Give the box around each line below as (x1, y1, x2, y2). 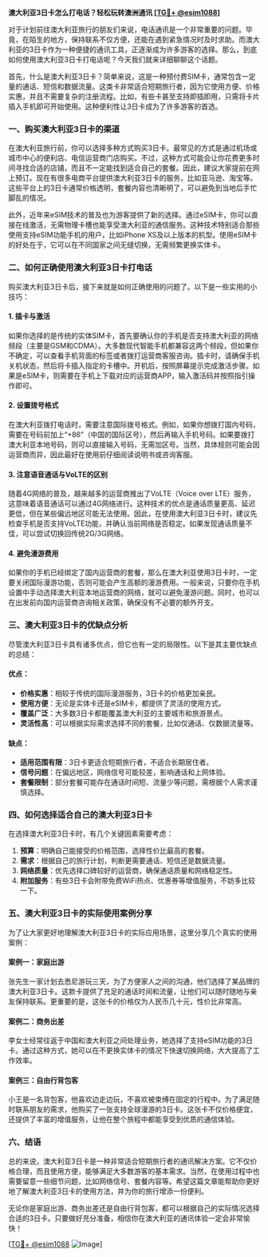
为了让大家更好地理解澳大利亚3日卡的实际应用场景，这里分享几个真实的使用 (8, 927, 258, 937)
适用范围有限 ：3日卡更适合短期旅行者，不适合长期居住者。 (19, 758, 214, 767)
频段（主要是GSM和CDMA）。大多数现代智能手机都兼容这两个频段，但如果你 (8, 340, 259, 350)
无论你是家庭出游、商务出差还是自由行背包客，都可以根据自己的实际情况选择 (8, 1203, 260, 1213)
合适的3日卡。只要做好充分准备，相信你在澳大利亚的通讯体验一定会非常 (8, 1213, 243, 1223)
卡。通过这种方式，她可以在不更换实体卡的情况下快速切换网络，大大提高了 (8, 1046, 253, 1056)
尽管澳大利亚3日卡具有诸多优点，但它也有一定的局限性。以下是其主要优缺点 (8, 639, 258, 649)
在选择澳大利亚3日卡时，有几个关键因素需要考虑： (8, 829, 174, 838)
